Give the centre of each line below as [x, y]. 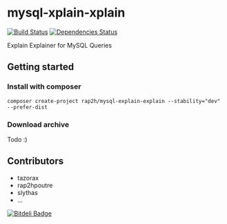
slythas [27, 192]
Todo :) [17, 139]
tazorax [28, 178]
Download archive [38, 124]
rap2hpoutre [35, 185]
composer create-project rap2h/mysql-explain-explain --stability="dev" [114, 101]
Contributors [36, 161]
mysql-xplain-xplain [66, 13]
